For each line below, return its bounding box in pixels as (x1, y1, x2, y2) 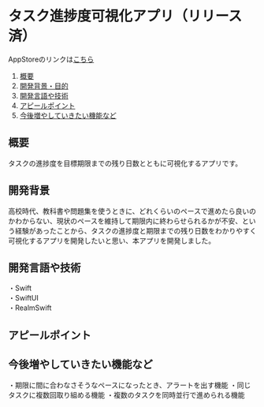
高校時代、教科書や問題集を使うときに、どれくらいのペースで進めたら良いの (8, 206, 256, 215)
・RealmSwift (8, 303, 52, 312)
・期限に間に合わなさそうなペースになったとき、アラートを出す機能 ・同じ (8, 380, 251, 390)
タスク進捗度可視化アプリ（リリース (8, 7, 243, 25)
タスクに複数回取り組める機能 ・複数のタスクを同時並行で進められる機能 (8, 390, 245, 399)
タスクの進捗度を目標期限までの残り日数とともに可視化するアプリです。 (8, 159, 243, 168)
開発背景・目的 (19, 80, 69, 91)
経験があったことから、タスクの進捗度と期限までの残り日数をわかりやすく (14, 226, 257, 235)
